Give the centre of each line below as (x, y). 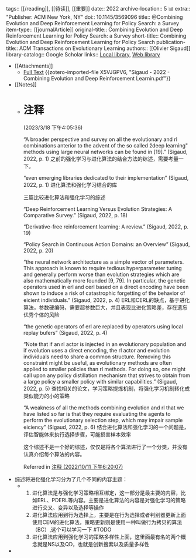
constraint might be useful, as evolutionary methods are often (97, 362)
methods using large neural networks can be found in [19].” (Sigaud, (105, 152)
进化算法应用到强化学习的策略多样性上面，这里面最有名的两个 (106, 537)
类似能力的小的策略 (47, 396)
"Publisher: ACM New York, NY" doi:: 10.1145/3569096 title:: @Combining (94, 17)
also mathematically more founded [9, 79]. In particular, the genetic (104, 280)
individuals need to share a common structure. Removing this (97, 357)
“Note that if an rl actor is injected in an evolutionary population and (105, 344)
